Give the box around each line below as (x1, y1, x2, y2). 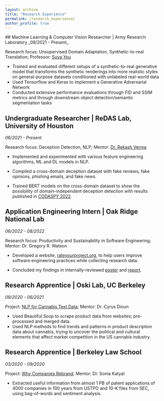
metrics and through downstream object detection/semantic (12, 95, 134, 101)
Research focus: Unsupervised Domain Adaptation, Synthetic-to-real (5, 49, 144, 55)
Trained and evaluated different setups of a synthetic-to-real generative (12, 64, 158, 69)
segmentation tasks (12, 100, 52, 106)
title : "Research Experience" (5, 12, 67, 17)
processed (12, 318, 34, 324)
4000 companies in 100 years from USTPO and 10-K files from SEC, (12, 385, 149, 391)
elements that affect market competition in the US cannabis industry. (12, 334, 151, 340)
